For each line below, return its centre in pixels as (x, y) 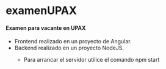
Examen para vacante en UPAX (46, 27)
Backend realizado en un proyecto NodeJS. (69, 48)
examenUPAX (41, 11)
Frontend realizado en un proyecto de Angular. (73, 42)
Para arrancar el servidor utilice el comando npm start (92, 60)
